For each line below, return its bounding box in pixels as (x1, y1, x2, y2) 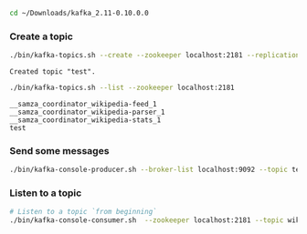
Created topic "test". (9, 67, 96, 76)
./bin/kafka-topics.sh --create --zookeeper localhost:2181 (9, 51, 244, 60)
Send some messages (9, 144, 110, 157)
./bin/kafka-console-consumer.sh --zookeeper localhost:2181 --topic (9, 216, 284, 225)
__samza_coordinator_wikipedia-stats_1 (9, 115, 162, 125)
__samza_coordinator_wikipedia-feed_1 (9, 99, 157, 108)
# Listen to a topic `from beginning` (9, 208, 157, 217)
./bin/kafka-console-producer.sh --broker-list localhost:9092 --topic (9, 165, 288, 175)
